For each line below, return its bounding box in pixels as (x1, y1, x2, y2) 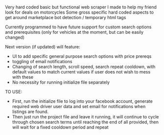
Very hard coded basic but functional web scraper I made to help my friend (5, 4, 157, 10)
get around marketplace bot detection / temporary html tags (5, 15, 126, 20)
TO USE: (5, 89, 23, 94)
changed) (5, 34, 24, 40)
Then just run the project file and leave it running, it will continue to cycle (12, 114, 159, 119)
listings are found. (12, 109, 49, 114)
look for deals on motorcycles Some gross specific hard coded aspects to (5, 9, 154, 15)
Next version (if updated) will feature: (5, 44, 80, 49)
